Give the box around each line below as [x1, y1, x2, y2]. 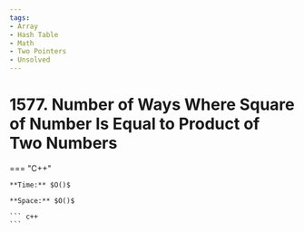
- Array [9, 22, 39, 31]
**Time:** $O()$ [9, 180, 71, 189]
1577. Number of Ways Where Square [9, 94, 295, 115]
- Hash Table [9, 30, 59, 39]
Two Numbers [9, 133, 118, 154]
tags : [9, 13, 30, 23]
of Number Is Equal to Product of [9, 114, 260, 134]
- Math [9, 38, 34, 48]
